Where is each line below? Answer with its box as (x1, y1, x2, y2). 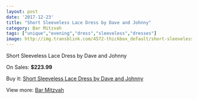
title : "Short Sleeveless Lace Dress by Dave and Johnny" (6, 19, 151, 25)
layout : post (6, 8, 38, 15)
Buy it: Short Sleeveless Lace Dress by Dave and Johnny (6, 75, 144, 82)
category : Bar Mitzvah (6, 25, 62, 31)
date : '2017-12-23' (6, 14, 54, 20)
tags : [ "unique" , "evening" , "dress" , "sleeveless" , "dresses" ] (6, 31, 157, 37)
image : (6, 36, 22, 42)
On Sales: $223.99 (6, 64, 52, 71)
